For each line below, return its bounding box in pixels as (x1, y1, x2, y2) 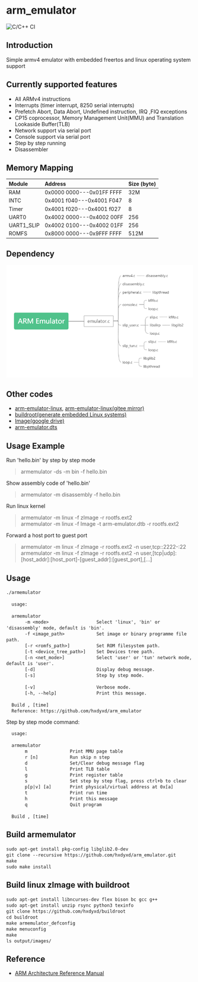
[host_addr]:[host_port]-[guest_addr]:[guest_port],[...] (20, 556, 152, 563)
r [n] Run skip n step (24, 754, 110, 760)
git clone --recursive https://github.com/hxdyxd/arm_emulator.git (6, 852, 177, 858)
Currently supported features (6, 79, 117, 89)
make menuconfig (6, 926, 46, 932)
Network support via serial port (14, 127, 91, 134)
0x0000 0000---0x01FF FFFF (44, 189, 123, 196)
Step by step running (14, 139, 66, 146)
